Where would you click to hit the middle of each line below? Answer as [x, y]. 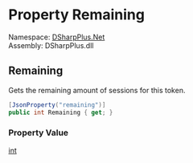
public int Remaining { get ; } [61, 112]
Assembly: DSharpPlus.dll [51, 45]
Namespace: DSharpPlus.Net [57, 37]
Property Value [39, 132]
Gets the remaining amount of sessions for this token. [97, 90]
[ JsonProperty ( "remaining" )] [57, 105]
